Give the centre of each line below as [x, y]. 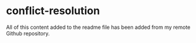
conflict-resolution [53, 11]
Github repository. [28, 33]
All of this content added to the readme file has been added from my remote [98, 27]
